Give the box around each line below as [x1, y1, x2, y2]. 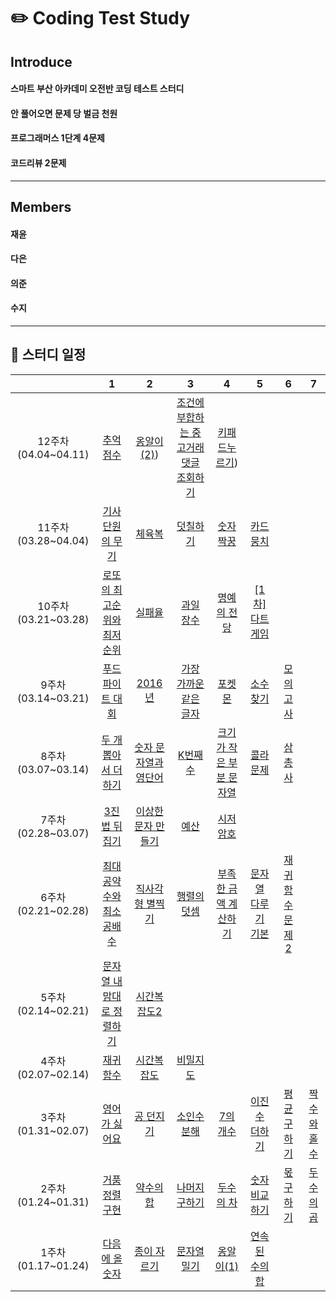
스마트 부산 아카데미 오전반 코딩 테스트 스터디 [10, 83, 185, 95]
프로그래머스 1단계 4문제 [10, 132, 105, 144]
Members [10, 198, 72, 215]
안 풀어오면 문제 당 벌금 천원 [10, 107, 118, 119]
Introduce [10, 53, 73, 70]
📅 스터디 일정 [10, 346, 87, 364]
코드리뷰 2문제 [10, 156, 67, 169]
